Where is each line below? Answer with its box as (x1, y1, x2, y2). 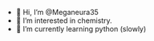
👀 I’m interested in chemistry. (15, 16, 112, 25)
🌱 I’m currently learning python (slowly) (15, 24, 147, 33)
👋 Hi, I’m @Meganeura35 (15, 8, 99, 17)
